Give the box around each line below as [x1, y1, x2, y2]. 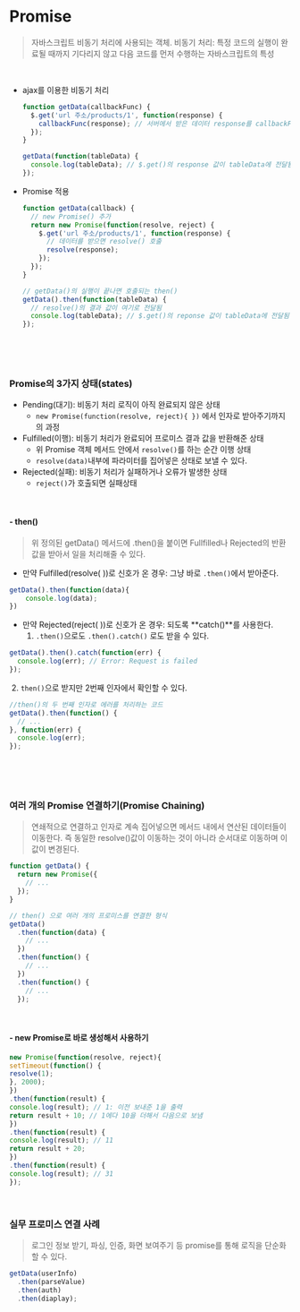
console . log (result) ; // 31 [9, 1169, 114, 1179]
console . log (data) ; [25, 594, 98, 603]
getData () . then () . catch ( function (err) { [9, 648, 162, 657]
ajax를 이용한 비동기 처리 [21, 84, 110, 95]
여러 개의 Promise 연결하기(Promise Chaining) [9, 800, 205, 812]
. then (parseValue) [17, 1277, 87, 1286]
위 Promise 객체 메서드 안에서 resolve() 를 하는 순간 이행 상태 [35, 444, 252, 455]
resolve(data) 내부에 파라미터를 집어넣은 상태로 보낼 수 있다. [35, 455, 247, 467]
